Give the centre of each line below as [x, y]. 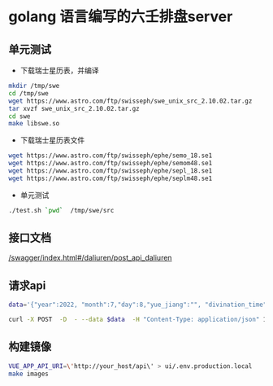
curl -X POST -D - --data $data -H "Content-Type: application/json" [134, 320]
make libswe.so [34, 124]
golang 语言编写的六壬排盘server [121, 17]
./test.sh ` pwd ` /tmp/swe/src [61, 210]
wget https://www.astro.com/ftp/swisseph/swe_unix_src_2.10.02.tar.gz [130, 101]
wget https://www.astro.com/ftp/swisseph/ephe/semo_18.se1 [110, 156]
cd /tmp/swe [28, 93]
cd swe [19, 116]
